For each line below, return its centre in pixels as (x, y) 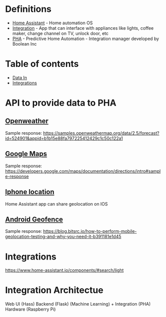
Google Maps (26, 154)
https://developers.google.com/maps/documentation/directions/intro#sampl (83, 171)
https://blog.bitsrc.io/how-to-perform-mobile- (90, 231)
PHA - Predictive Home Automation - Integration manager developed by (86, 39)
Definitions (28, 9)
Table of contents (42, 64)
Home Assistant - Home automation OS (53, 23)
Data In (20, 77)
